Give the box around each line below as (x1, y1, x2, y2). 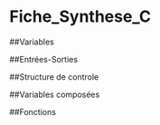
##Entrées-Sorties (9, 53, 79, 64)
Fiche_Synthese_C (9, 6, 152, 27)
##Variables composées (9, 89, 100, 100)
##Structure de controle (9, 71, 99, 82)
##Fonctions (9, 106, 57, 117)
